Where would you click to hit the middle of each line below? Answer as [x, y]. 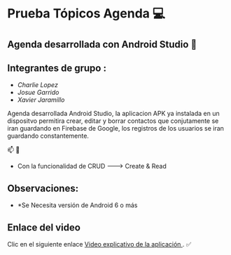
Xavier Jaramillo [41, 100]
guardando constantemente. [48, 136]
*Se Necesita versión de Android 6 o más [77, 205]
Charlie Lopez [37, 85]
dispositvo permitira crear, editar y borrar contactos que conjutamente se [113, 121]
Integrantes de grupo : [57, 68]
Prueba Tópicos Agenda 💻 [86, 14]
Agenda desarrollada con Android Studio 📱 [102, 44]
